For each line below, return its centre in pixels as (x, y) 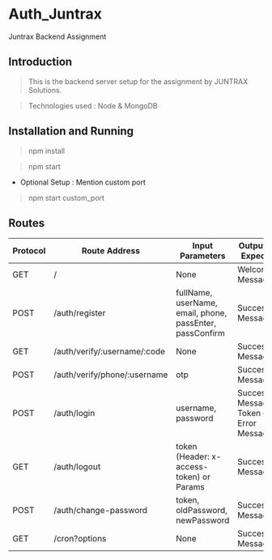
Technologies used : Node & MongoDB (93, 105)
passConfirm (200, 333)
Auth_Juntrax (55, 14)
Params (190, 487)
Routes (27, 223)
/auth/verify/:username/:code (110, 351)
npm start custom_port (66, 197)
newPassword (202, 520)
